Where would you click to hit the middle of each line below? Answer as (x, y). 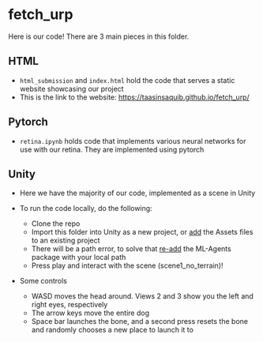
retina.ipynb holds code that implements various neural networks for (133, 141)
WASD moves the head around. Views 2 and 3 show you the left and (143, 296)
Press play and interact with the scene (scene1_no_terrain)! (127, 265)
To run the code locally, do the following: (86, 209)
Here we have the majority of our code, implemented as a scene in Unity (137, 193)
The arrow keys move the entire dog (90, 313)
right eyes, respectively (70, 305)
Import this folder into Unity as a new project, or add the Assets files (142, 232)
